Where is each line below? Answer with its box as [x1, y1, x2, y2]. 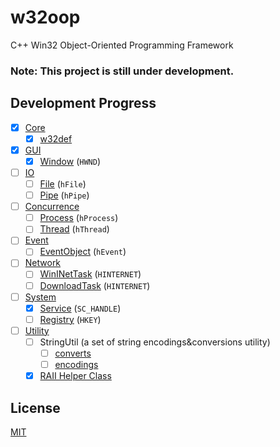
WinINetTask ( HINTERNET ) [39, 268, 142, 280]
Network [24, 257, 62, 269]
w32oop [10, 6, 81, 29]
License [10, 399, 61, 416]
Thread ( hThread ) [39, 223, 110, 235]
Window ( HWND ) [39, 155, 102, 167]
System [24, 291, 57, 303]
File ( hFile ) [39, 177, 87, 190]
